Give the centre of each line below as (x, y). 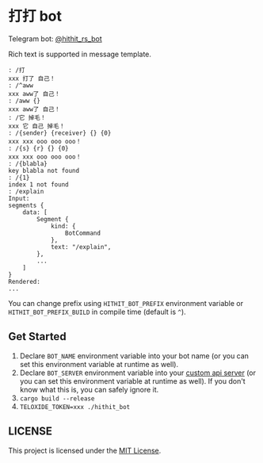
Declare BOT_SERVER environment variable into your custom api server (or (137, 373)
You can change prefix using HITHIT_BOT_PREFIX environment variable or (126, 303)
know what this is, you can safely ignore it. (89, 389)
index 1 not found (38, 184)
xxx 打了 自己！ (32, 78)
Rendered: (25, 281)
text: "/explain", (81, 247)
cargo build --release (57, 398)
